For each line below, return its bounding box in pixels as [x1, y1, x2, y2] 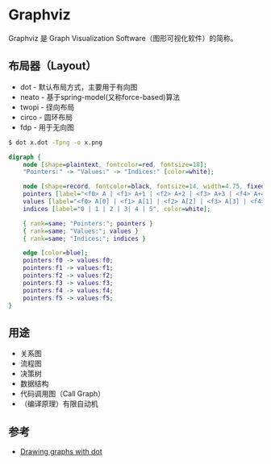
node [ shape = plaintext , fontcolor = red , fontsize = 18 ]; [23, 160, 207, 168]
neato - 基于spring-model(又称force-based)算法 [19, 92, 180, 101]
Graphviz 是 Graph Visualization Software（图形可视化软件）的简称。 [8, 33, 238, 43]
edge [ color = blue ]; [23, 249, 89, 257]
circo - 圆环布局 [19, 112, 73, 122]
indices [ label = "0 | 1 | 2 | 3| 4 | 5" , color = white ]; [23, 205, 211, 213]
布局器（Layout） [8, 59, 97, 73]
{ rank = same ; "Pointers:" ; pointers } [23, 219, 153, 227]
